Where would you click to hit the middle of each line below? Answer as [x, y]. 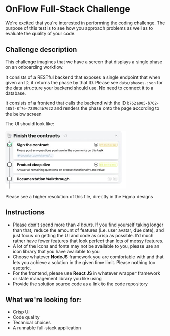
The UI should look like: [30, 123]
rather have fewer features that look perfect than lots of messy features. [88, 241]
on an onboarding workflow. [35, 67]
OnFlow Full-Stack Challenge [68, 9]
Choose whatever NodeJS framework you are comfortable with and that [88, 257]
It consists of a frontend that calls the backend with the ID [66, 103]
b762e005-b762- [143, 103]
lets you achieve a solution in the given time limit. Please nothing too [84, 262]
